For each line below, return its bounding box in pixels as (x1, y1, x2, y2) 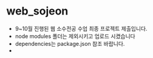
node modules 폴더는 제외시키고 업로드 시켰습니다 (15, 32, 135, 40)
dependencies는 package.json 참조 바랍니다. (15, 40, 125, 47)
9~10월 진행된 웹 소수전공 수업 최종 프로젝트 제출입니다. (15, 25, 148, 32)
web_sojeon (6, 4, 69, 18)
